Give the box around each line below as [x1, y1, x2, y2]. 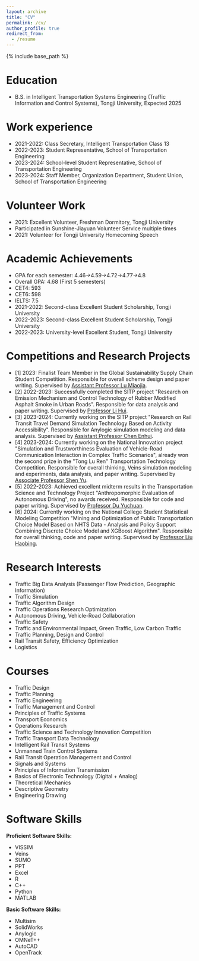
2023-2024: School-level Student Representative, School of [14, 159, 162, 166]
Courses [6, 664, 49, 678]
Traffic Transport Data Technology [14, 734, 100, 741]
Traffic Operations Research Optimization [14, 605, 116, 613]
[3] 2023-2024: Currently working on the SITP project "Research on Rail [14, 413, 192, 420]
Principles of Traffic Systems [14, 709, 86, 716]
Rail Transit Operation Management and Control [14, 753, 132, 760]
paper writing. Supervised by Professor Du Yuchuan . [14, 502, 144, 509]
